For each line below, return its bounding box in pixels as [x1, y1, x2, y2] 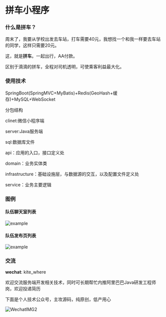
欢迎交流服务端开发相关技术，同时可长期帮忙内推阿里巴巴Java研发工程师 [5, 279, 156, 285]
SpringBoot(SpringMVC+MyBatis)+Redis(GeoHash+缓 [5, 90, 118, 96]
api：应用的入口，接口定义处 [5, 149, 64, 156]
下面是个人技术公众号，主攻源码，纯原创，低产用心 [5, 296, 111, 302]
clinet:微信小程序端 [5, 118, 44, 124]
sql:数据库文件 [5, 139, 35, 145]
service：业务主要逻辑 [5, 181, 52, 187]
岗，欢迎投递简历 [5, 286, 41, 292]
